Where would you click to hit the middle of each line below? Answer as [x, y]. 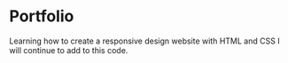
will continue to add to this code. [69, 50]
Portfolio [42, 16]
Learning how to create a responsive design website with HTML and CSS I [145, 41]
